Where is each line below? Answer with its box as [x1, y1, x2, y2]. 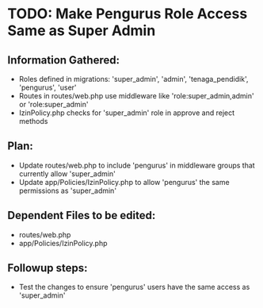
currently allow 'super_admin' [18, 168, 116, 179]
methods [18, 117, 48, 125]
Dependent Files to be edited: [7, 209, 156, 222]
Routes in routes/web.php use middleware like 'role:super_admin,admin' [18, 91, 254, 100]
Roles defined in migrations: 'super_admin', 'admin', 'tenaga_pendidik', [18, 75, 249, 83]
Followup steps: [7, 261, 88, 275]
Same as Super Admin [7, 21, 156, 40]
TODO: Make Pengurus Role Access [7, 5, 248, 23]
